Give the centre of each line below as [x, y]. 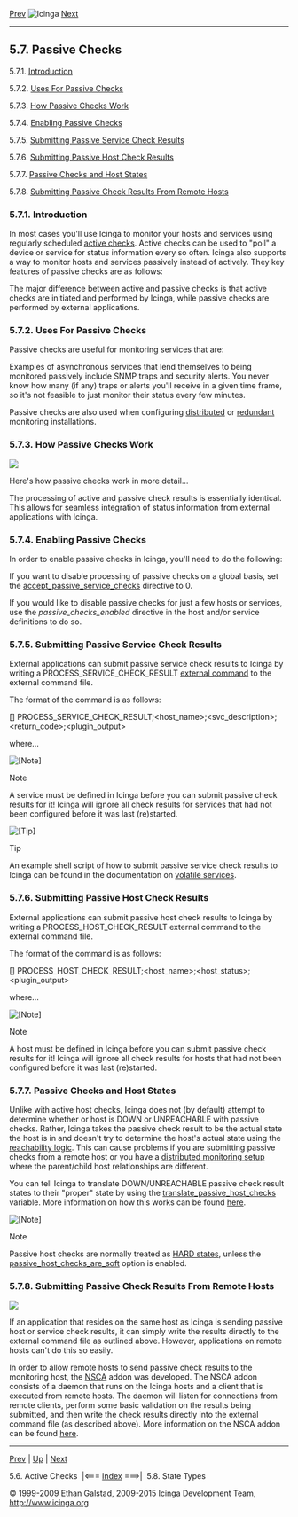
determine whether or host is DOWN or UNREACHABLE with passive [134, 1119]
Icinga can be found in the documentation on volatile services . [123, 875]
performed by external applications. [74, 308]
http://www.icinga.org [49, 1503]
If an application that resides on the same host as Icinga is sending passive [146, 1322]
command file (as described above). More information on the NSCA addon [145, 1424]
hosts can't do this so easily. [61, 1350]
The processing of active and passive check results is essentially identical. [145, 497]
